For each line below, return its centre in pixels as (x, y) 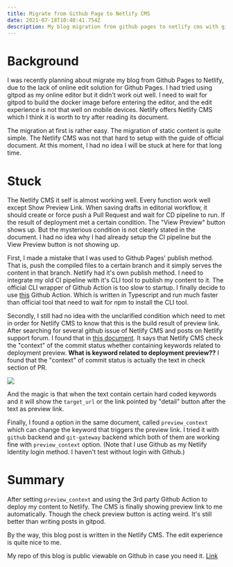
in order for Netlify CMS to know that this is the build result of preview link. (114, 324)
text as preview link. (36, 409)
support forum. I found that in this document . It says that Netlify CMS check (115, 338)
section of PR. (27, 368)
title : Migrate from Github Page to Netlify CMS (79, 14)
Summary (36, 480)
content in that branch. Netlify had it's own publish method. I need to (105, 273)
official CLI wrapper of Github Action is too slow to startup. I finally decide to (116, 288)
